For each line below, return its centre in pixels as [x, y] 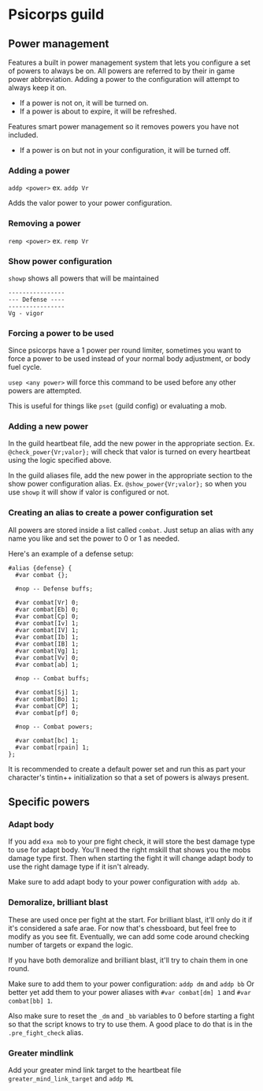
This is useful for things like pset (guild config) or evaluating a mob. [117, 406]
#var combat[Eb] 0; [47, 609]
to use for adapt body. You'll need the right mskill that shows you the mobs [130, 850]
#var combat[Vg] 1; [47, 651]
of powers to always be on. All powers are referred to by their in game [122, 71]
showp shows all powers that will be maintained [83, 278]
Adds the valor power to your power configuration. [90, 203]
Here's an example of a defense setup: [71, 553]
